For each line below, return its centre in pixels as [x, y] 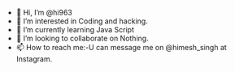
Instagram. [34, 59]
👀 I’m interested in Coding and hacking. [82, 21]
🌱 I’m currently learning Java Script [75, 30]
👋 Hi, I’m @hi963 [44, 13]
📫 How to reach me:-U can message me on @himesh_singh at [122, 47]
